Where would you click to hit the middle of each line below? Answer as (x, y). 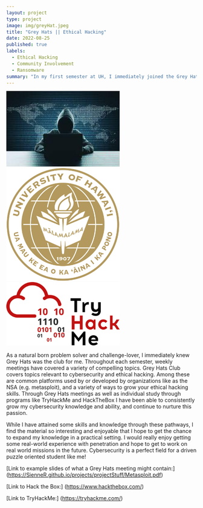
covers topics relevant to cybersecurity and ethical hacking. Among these (98, 375)
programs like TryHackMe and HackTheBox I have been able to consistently (101, 400)
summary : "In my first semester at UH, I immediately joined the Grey (97, 76)
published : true (27, 45)
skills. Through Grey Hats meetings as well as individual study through (94, 394)
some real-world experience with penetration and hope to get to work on (97, 444)
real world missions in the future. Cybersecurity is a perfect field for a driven (101, 451)
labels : (16, 51)
